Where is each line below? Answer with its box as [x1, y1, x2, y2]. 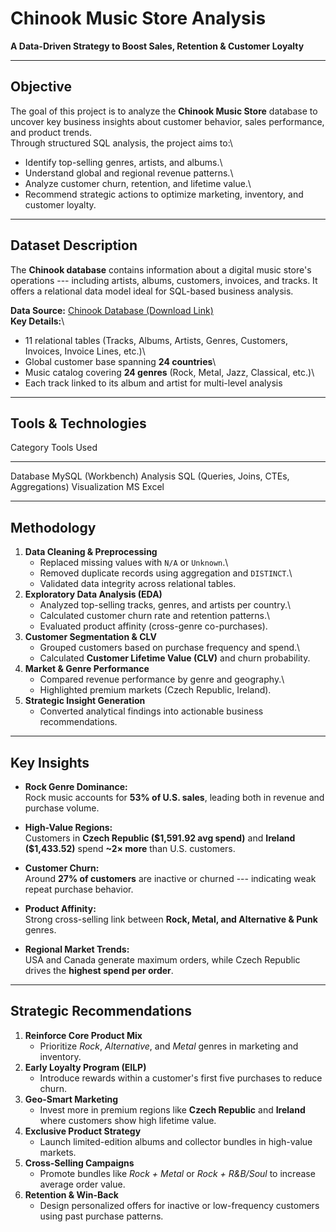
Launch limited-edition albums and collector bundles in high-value [39, 1135, 313, 1147]
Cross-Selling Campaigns [24, 1157, 135, 1169]
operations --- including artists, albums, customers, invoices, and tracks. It [10, 274, 318, 286]
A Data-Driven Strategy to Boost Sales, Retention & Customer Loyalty [10, 40, 305, 52]
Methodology [10, 519, 97, 536]
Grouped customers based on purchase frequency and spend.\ [39, 642, 301, 654]
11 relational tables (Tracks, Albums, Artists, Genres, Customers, [24, 334, 289, 346]
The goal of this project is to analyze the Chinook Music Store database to [10, 105, 318, 117]
